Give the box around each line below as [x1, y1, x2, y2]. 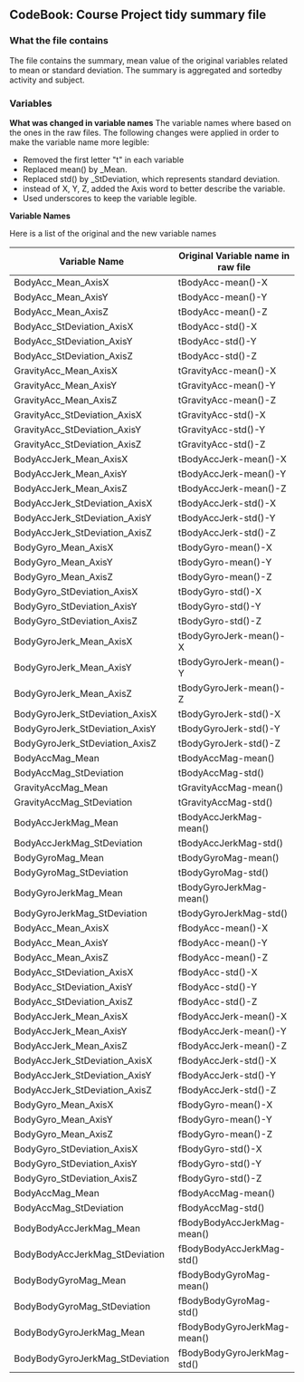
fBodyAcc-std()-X [177, 965, 258, 978]
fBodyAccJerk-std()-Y [177, 1068, 277, 1081]
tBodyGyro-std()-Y [177, 600, 261, 613]
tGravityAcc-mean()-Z [177, 393, 277, 406]
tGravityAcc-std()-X [177, 408, 266, 420]
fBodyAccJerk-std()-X [177, 1054, 277, 1067]
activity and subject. [9, 74, 85, 85]
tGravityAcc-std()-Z [177, 438, 266, 450]
